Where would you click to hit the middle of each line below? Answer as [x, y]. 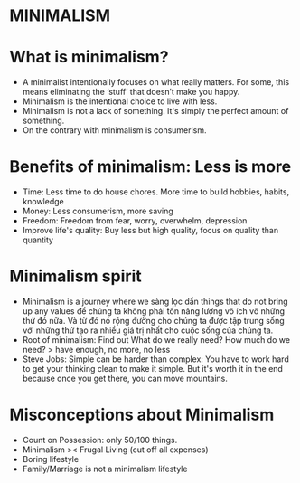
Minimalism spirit [75, 276]
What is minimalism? [89, 57]
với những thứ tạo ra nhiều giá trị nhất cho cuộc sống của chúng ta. [148, 330]
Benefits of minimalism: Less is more [150, 167]
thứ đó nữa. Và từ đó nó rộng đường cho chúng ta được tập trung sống [153, 321]
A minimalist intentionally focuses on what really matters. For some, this [156, 82]
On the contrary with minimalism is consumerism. [114, 130]
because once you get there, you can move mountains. [125, 378]
